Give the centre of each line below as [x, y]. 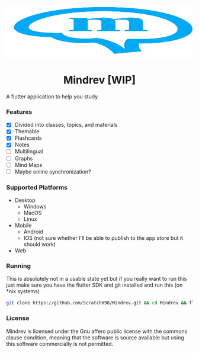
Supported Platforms [37, 187]
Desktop [25, 200]
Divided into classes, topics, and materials [66, 125]
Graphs [24, 158]
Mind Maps [28, 165]
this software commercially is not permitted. [60, 344]
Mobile [23, 226]
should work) [40, 245]
